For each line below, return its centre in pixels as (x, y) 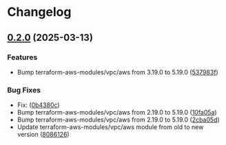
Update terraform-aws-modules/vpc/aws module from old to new (110, 127)
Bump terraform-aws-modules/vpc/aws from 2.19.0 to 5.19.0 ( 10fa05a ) (117, 113)
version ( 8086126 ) (43, 135)
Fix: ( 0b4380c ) (38, 105)
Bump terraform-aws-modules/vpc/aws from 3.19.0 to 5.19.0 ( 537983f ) (117, 72)
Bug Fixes (24, 90)
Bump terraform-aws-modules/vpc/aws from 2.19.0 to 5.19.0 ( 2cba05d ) (119, 120)
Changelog (39, 12)
